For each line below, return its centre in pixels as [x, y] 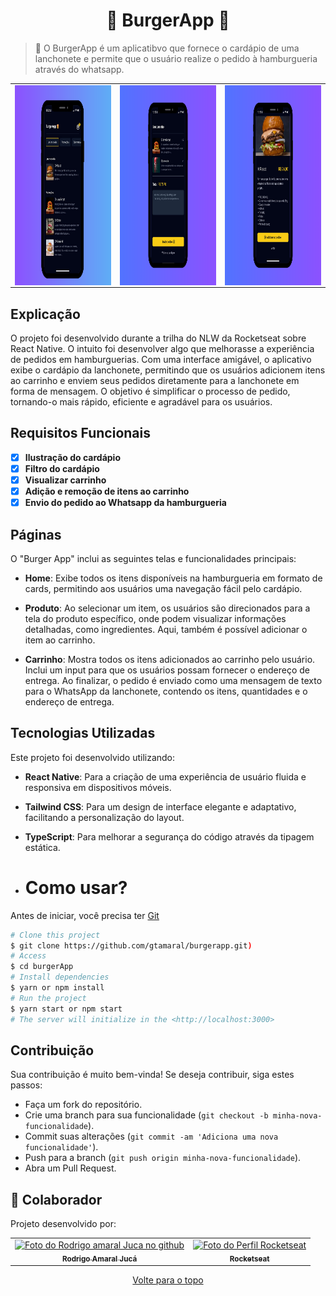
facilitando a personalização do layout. [104, 817]
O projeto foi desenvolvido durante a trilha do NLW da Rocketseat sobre [158, 338]
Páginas [36, 534]
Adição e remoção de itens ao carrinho [107, 491]
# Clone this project [55, 935]
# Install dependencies [60, 977]
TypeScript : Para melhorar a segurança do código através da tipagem [169, 836]
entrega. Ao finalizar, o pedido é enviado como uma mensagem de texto [173, 680]
